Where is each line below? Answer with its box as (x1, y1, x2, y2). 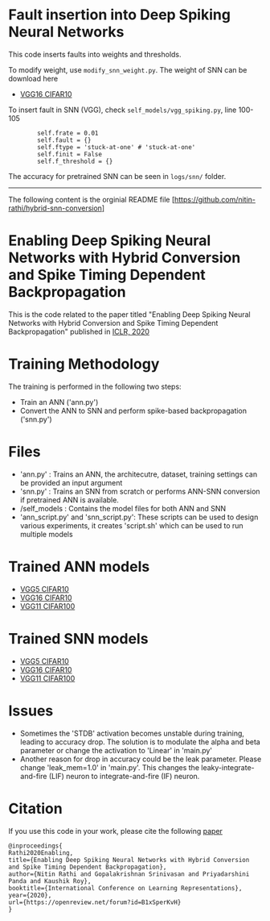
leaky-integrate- (200, 762, 255, 772)
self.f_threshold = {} (37, 157, 113, 165)
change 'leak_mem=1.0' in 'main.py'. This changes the (19, 762, 199, 772)
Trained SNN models (8, 629, 149, 648)
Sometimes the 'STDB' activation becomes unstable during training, (19, 728, 245, 738)
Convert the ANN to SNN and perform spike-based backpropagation (19, 406, 247, 415)
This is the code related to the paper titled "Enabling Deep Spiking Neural (8, 309, 251, 319)
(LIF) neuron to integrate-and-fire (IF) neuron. (48, 771, 200, 781)
